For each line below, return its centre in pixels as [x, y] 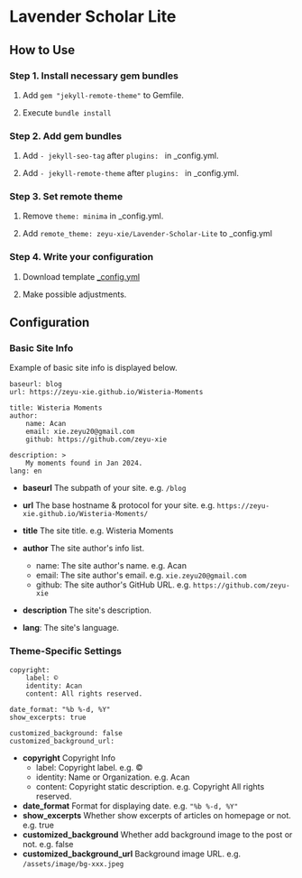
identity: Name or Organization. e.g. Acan [113, 777]
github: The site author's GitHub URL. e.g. [113, 585]
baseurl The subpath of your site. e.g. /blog [104, 488]
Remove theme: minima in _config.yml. [93, 216]
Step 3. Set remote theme [66, 197]
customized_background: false [66, 733]
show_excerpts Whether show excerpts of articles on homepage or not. [156, 815]
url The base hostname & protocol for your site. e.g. [119, 505]
